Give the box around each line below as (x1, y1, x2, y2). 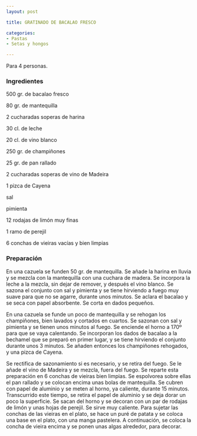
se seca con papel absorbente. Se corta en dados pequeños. (6, 299, 155, 306)
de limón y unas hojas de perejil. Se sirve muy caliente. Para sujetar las (6, 403, 179, 411)
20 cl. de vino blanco (6, 137, 57, 144)
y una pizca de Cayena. (6, 348, 64, 356)
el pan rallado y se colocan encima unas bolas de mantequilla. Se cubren (6, 379, 183, 386)
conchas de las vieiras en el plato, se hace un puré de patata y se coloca (6, 410, 183, 417)
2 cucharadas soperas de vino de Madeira (6, 171, 109, 178)
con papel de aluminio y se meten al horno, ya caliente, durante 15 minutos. (6, 385, 190, 392)
